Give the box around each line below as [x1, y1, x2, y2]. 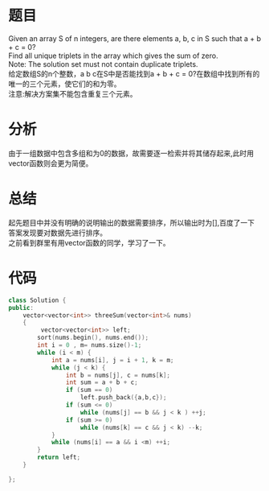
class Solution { [8, 296, 67, 304]
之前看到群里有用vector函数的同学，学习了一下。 [8, 237, 170, 247]
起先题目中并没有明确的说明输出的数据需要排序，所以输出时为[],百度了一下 [8, 217, 255, 227]
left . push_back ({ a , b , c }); [79, 394, 167, 402]
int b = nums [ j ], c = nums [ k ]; [65, 371, 171, 379]
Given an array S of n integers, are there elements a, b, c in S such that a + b [8, 33, 262, 43]
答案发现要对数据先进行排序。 [8, 228, 107, 237]
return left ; [37, 453, 81, 462]
